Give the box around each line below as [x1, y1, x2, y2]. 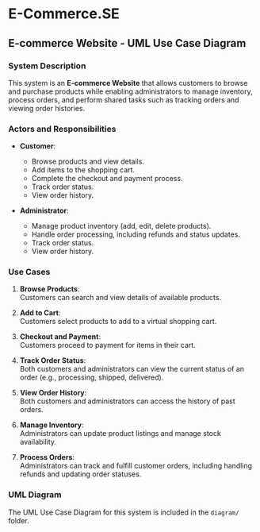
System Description [8, 60, 86, 71]
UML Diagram [8, 489, 62, 500]
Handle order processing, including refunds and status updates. [31, 229, 240, 239]
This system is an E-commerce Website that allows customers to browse [8, 78, 248, 87]
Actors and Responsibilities [8, 123, 117, 134]
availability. [19, 438, 57, 447]
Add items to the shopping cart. [31, 165, 136, 175]
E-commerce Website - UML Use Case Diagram [8, 37, 247, 50]
